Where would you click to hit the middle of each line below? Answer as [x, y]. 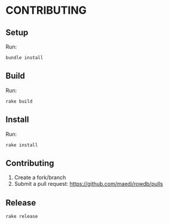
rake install [22, 145]
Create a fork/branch [40, 177]
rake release [22, 217]
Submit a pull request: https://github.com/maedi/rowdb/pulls [89, 184]
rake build [19, 101]
